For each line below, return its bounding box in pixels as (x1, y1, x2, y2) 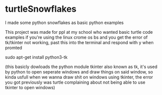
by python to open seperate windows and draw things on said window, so (5, 69, 153, 74)
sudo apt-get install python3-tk (5, 54, 68, 60)
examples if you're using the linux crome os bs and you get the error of (5, 34, 148, 40)
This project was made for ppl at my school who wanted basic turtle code (5, 29, 153, 35)
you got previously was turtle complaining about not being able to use (5, 79, 145, 85)
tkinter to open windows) (5, 84, 55, 90)
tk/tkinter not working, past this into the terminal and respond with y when (5, 39, 154, 45)
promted (5, 45, 22, 50)
